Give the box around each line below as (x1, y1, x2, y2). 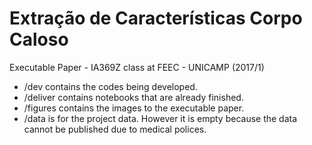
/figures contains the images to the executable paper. (23, 102, 245, 114)
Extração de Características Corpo (9, 7, 303, 30)
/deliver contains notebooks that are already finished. (23, 91, 244, 103)
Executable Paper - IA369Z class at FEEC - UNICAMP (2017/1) (9, 61, 265, 73)
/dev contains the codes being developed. (23, 80, 198, 92)
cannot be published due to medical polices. (23, 123, 207, 135)
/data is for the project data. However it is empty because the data (23, 112, 298, 124)
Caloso (9, 28, 69, 51)
